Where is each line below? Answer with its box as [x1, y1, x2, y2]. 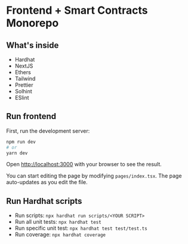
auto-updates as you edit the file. [6, 179, 88, 186]
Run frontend [6, 111, 57, 121]
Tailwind [14, 75, 36, 82]
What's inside [6, 40, 59, 50]
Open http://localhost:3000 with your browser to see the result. [6, 161, 162, 168]
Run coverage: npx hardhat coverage [14, 231, 106, 238]
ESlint [14, 94, 29, 101]
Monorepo [6, 16, 59, 30]
